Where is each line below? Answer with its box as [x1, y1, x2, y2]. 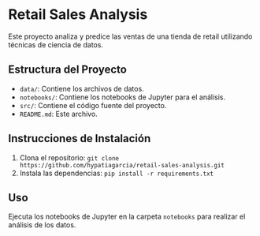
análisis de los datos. [8, 220, 76, 230]
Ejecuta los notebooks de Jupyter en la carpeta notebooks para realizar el [8, 212, 246, 222]
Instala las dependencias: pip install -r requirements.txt [19, 168, 214, 178]
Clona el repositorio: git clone [19, 152, 120, 163]
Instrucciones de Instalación [8, 132, 151, 145]
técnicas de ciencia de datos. [8, 39, 104, 49]
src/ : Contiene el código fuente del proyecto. [19, 100, 167, 110]
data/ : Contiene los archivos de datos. [19, 84, 144, 93]
